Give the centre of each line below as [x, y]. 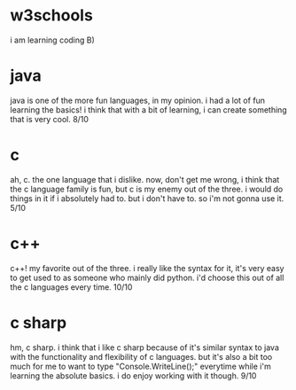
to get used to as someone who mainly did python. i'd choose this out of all [147, 277]
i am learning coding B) [53, 40]
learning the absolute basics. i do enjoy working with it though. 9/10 [133, 375]
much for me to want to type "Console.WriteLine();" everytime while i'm [140, 366]
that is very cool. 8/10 [50, 119]
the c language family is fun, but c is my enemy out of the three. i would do [147, 189]
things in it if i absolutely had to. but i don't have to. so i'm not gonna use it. [147, 198]
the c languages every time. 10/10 [71, 287]
